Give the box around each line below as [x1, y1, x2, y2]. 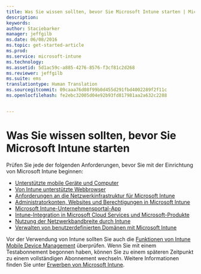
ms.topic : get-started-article [6, 43, 84, 49]
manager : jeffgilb [6, 31, 52, 37]
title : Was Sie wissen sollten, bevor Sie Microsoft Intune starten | [6, 8, 186, 15]
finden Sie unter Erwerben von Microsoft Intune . [6, 261, 125, 268]
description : [6, 14, 39, 20]
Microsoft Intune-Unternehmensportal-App [14, 204, 121, 212]
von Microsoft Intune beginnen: [6, 167, 84, 174]
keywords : [6, 20, 31, 26]
